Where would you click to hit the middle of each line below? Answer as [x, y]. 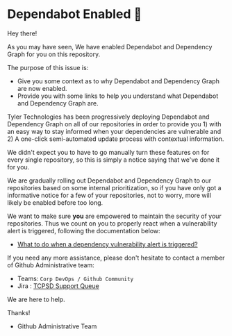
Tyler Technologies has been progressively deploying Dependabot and [108, 117]
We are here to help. [36, 299]
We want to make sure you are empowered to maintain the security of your [115, 216]
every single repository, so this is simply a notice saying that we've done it [114, 160]
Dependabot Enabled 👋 [75, 14]
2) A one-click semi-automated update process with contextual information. [116, 139]
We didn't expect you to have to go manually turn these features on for [108, 152]
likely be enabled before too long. [55, 202]
